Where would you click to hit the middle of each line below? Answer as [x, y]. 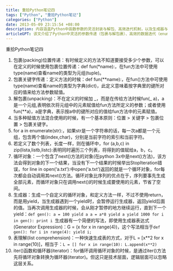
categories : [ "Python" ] [31, 20]
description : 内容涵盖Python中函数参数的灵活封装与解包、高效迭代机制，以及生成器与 [87, 29]
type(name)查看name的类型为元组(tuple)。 [59, 73]
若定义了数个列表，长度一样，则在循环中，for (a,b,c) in [71, 143]
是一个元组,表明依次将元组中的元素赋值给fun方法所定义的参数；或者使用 [89, 105]
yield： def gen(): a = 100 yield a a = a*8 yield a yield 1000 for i [88, 214]
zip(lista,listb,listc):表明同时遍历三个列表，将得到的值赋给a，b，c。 [84, 150]
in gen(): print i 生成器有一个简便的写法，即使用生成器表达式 [81, 220]
